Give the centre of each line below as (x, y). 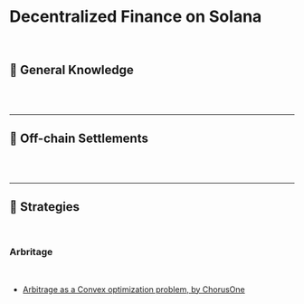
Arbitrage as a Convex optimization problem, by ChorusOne (134, 289)
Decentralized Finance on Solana (136, 17)
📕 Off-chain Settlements (79, 139)
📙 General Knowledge (71, 70)
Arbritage (31, 252)
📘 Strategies (44, 207)
